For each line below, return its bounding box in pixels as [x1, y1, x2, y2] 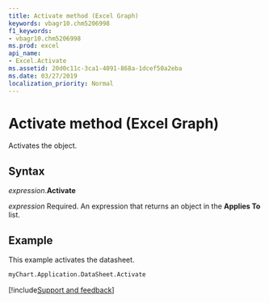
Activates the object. [8, 141, 78, 150]
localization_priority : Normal [8, 79, 114, 87]
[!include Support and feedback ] [8, 284, 115, 295]
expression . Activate [8, 186, 76, 196]
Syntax [8, 164, 45, 178]
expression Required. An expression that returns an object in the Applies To [8, 201, 261, 211]
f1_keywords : [8, 27, 53, 35]
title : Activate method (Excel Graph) [8, 11, 139, 20]
